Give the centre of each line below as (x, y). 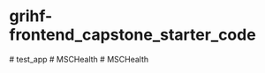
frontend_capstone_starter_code (132, 35)
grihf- (31, 16)
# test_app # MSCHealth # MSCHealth (79, 59)
